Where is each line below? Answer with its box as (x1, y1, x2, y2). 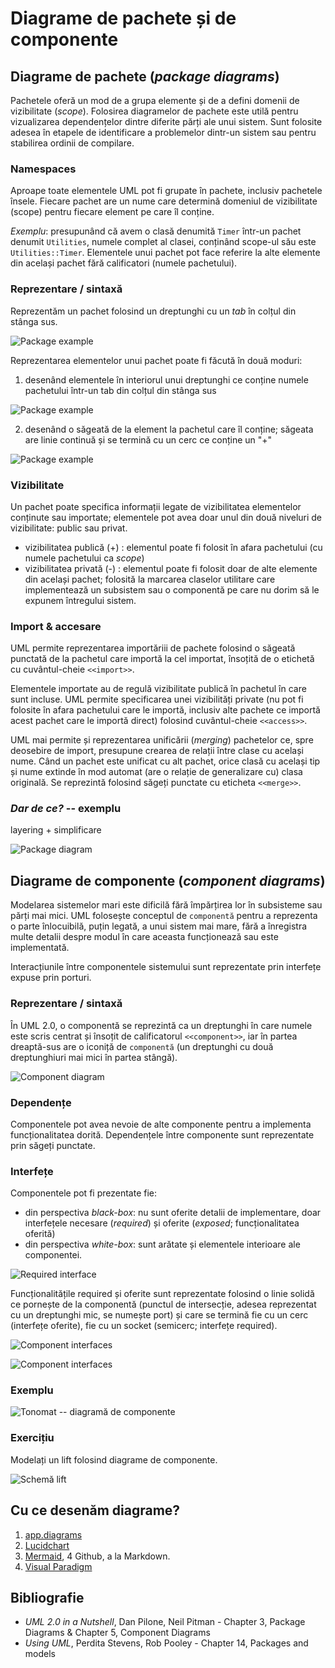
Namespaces (10, 162, 77, 176)
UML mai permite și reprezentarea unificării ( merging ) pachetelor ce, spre (10, 734, 314, 746)
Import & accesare (10, 619, 102, 633)
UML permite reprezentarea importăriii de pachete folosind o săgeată (10, 642, 296, 654)
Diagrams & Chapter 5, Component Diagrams (24, 1627, 211, 1639)
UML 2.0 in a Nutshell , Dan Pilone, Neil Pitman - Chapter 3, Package (24, 1616, 306, 1628)
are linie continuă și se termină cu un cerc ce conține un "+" (24, 433, 273, 446)
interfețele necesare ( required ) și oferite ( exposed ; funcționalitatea (24, 1217, 300, 1229)
